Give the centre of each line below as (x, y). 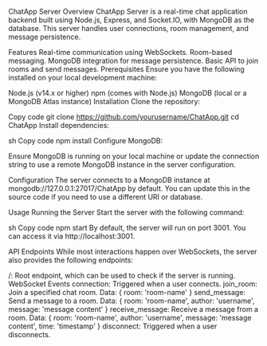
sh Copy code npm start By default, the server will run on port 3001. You (127, 227)
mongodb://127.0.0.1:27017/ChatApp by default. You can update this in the (130, 189)
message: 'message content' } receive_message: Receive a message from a (133, 309)
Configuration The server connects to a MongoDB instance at (109, 180)
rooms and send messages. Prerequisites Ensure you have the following (126, 69)
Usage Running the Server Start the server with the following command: (126, 212)
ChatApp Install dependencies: (59, 125)
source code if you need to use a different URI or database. (106, 197)
